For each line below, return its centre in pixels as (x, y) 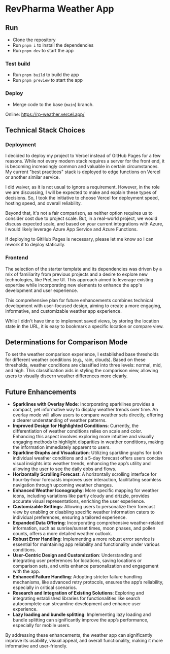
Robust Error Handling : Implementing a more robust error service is (83, 539)
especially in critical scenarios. (45, 587)
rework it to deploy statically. (35, 245)
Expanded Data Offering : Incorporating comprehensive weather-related (88, 523)
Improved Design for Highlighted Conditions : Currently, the (75, 426)
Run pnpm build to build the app (46, 75)
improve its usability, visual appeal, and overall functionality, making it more (84, 641)
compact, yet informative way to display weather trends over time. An (85, 410)
